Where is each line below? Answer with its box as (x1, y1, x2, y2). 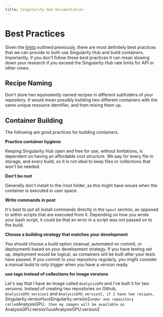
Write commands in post (5, 197, 56, 203)
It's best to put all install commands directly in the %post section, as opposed (5, 206, 159, 212)
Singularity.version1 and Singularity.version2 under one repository (5, 296, 134, 302)
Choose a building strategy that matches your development (5, 232, 128, 238)
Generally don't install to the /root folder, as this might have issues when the (5, 183, 158, 188)
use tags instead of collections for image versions (5, 271, 109, 277)
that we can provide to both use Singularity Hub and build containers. (5, 49, 145, 55)
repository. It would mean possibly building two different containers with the (5, 97, 158, 103)
